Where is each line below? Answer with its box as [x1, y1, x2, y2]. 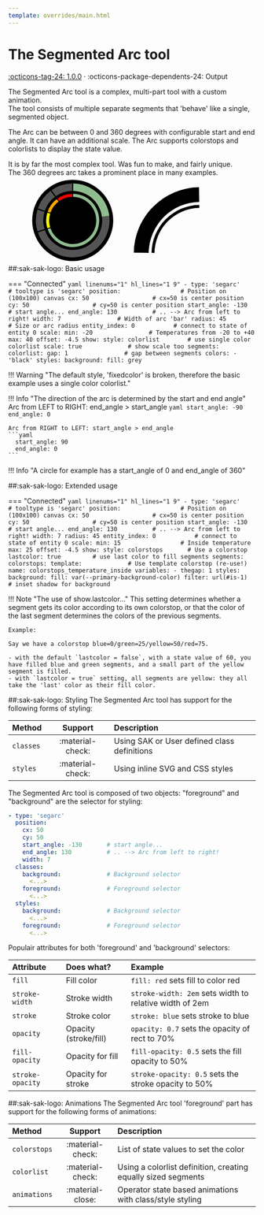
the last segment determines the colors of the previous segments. [8, 611, 222, 620]
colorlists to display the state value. [8, 143, 123, 154]
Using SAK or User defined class [113, 735, 235, 746]
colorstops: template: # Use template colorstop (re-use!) [8, 559, 247, 567]
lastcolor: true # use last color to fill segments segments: [8, 552, 244, 560]
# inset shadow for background [8, 580, 111, 588]
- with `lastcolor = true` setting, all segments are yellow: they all [8, 674, 247, 682]
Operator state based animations [117, 1184, 239, 1195]
